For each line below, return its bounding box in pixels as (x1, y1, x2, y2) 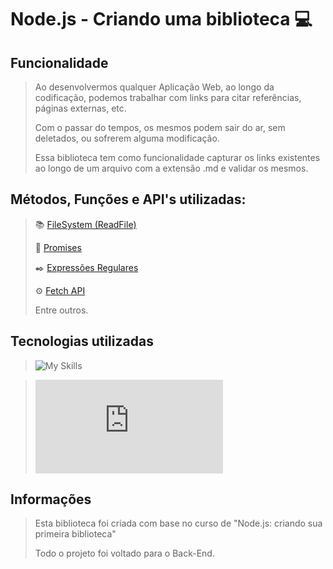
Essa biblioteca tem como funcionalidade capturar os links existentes (34, 152, 321, 163)
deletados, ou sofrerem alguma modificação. (34, 132, 220, 144)
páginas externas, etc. (34, 102, 127, 114)
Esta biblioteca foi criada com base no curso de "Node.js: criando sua (34, 517, 323, 530)
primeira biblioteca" (34, 528, 117, 540)
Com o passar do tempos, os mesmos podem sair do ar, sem (34, 122, 286, 133)
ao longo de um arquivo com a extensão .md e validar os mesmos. (34, 162, 309, 174)
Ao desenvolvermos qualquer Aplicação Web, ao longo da (34, 81, 275, 93)
